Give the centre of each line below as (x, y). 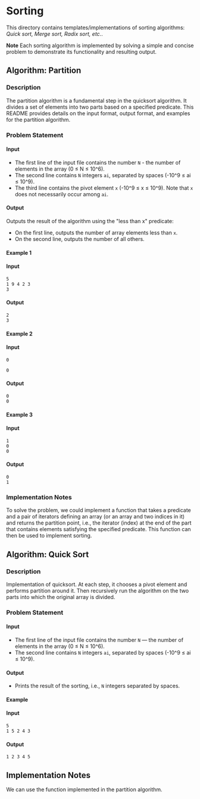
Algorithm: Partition (44, 71)
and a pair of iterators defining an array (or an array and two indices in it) (96, 517)
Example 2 (19, 334)
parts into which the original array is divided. (61, 597)
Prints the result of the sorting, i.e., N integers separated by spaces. (97, 686)
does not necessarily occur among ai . (62, 194)
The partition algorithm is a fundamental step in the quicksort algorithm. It (96, 100)
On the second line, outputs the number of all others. (79, 239)
